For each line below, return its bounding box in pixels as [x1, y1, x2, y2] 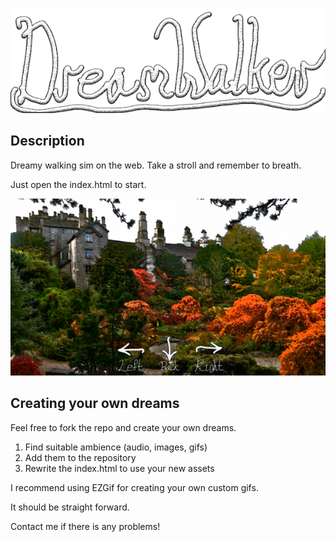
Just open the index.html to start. [10, 178, 147, 190]
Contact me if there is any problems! [10, 520, 161, 532]
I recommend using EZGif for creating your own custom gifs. [10, 481, 259, 493]
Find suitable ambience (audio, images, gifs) [24, 441, 208, 453]
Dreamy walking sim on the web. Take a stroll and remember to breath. [10, 159, 302, 171]
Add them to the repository [24, 451, 137, 463]
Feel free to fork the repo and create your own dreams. [10, 421, 237, 433]
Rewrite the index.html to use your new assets [24, 462, 215, 474]
